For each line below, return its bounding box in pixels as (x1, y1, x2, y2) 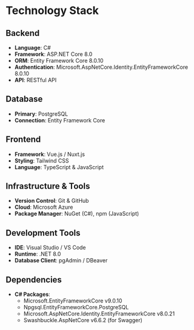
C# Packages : (14, 290, 51, 298)
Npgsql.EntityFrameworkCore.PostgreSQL (23, 304, 129, 311)
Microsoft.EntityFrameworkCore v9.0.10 (23, 297, 122, 304)
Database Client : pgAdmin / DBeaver (14, 257, 108, 264)
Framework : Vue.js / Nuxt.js (14, 150, 85, 158)
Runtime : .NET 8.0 (14, 250, 61, 258)
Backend (5, 28, 40, 38)
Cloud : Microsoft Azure (14, 203, 73, 211)
